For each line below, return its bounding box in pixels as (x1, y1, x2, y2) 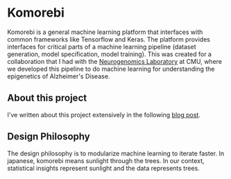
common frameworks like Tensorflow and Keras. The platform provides (7, 35, 210, 43)
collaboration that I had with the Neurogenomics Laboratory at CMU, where (7, 57, 223, 65)
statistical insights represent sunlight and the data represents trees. (7, 164, 200, 172)
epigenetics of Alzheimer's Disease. (7, 71, 110, 80)
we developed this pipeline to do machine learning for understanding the (7, 65, 215, 73)
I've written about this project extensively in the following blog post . (7, 110, 201, 119)
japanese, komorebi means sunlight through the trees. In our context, (7, 156, 205, 164)
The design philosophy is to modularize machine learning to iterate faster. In (7, 149, 224, 157)
